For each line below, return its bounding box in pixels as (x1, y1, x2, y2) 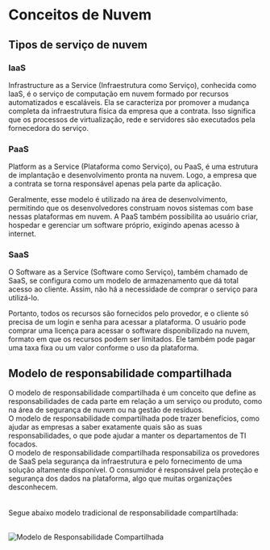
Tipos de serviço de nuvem (8, 38, 147, 52)
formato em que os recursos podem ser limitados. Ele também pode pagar (8, 334, 255, 344)
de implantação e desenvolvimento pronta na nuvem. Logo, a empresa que (8, 170, 257, 180)
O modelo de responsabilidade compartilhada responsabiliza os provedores (8, 448, 260, 458)
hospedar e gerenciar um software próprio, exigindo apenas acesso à (8, 220, 240, 230)
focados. (8, 439, 38, 449)
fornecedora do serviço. (8, 123, 89, 132)
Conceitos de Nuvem (8, 6, 152, 24)
